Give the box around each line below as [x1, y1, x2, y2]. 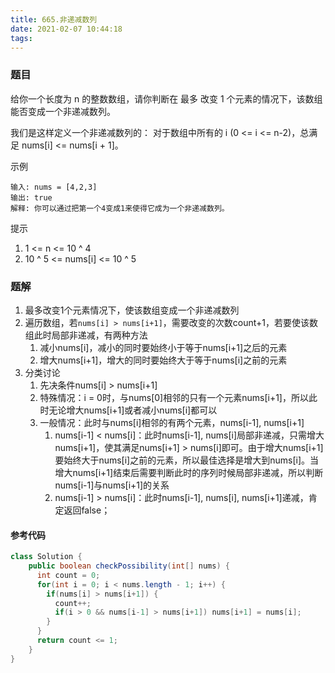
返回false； [63, 504, 111, 516]
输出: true [10, 192, 53, 203]
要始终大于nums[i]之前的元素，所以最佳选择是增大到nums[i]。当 [54, 454, 320, 466]
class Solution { [10, 552, 83, 562]
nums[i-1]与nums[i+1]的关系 [54, 479, 170, 491]
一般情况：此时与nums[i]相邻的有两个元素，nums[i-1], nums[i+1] [39, 416, 305, 428]
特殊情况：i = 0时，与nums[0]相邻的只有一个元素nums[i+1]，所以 [39, 391, 309, 403]
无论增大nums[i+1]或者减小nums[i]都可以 [48, 404, 218, 416]
